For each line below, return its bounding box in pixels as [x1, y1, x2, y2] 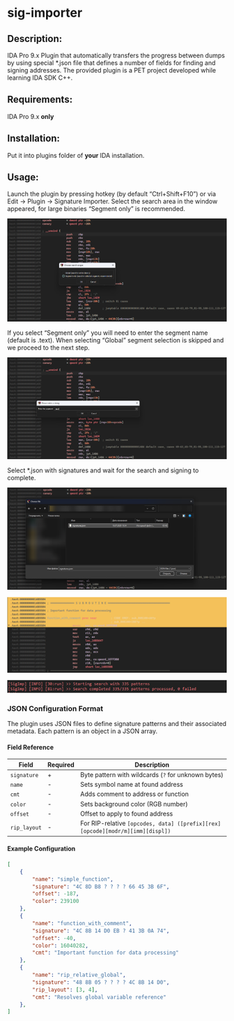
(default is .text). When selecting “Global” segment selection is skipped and [7, 335, 224, 344]
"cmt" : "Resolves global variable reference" [32, 994, 167, 1001]
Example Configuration [7, 844, 76, 853]
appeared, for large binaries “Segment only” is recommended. [7, 205, 186, 213]
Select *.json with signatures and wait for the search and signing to [7, 466, 199, 475]
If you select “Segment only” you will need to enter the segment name [7, 328, 208, 337]
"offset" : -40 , [32, 934, 77, 941]
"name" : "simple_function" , [32, 876, 114, 883]
